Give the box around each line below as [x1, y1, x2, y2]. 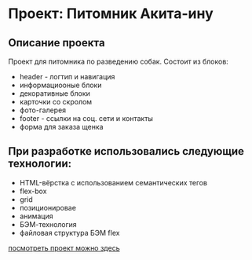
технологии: [8, 157, 72, 170]
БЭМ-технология [19, 219, 77, 229]
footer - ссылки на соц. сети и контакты [19, 114, 153, 123]
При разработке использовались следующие [8, 145, 245, 158]
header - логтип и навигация [19, 72, 115, 81]
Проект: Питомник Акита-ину [8, 5, 214, 23]
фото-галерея [19, 105, 67, 115]
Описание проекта [8, 36, 105, 49]
